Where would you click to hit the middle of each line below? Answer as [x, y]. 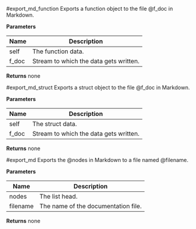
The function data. [58, 51]
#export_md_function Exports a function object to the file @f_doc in [90, 9]
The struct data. [55, 124]
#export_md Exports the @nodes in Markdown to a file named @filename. [97, 160]
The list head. [58, 196]
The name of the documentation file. [91, 206]
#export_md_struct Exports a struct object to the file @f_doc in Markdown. [98, 87]
